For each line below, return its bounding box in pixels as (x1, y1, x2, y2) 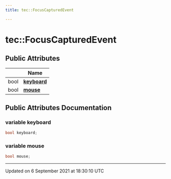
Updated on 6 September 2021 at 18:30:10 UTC (5, 168, 104, 174)
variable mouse (5, 142, 45, 149)
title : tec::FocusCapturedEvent (5, 7, 74, 13)
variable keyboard (5, 118, 51, 125)
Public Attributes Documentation (5, 104, 112, 112)
